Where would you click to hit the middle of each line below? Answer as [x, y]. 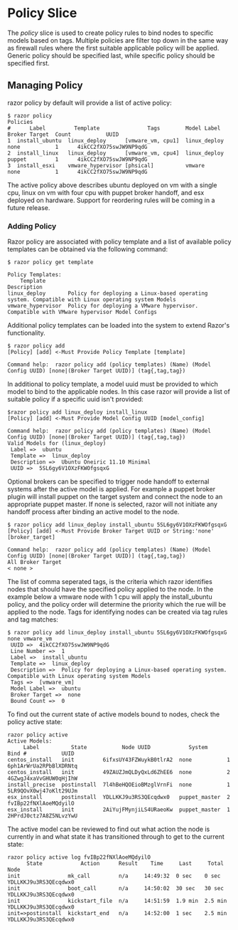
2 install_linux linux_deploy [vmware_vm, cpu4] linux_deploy [115, 153]
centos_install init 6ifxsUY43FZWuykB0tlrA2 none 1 [119, 760]
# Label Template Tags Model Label [114, 128]
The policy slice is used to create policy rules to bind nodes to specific [110, 33]
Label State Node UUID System [115, 748]
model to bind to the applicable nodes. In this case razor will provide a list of [119, 392]
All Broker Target [34, 563]
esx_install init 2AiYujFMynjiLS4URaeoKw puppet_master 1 [119, 810]
